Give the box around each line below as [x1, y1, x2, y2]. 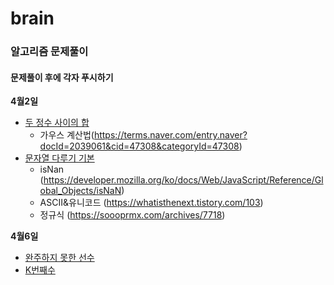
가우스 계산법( [39, 129, 95, 141]
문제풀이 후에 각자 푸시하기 [10, 71, 114, 83]
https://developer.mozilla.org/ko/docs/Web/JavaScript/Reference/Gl [43, 174, 324, 186]
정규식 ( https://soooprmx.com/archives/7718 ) [39, 209, 226, 221]
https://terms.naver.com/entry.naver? [93, 129, 248, 141]
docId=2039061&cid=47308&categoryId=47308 [39, 140, 240, 152]
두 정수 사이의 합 [24, 117, 90, 129]
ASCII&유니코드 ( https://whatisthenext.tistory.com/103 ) [39, 197, 264, 209]
